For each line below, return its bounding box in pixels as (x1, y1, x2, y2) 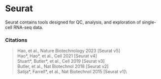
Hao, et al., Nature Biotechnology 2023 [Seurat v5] (17, 48, 121, 54)
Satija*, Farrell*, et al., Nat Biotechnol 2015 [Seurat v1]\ (17, 69, 127, 75)
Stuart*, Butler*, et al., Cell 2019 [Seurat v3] (17, 58, 105, 64)
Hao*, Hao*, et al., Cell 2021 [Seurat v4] (17, 53, 97, 59)
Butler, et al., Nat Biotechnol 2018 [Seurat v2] (17, 63, 109, 69)
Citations (5, 36, 28, 43)
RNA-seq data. (13, 24, 43, 30)
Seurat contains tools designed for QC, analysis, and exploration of (5, 19, 141, 25)
